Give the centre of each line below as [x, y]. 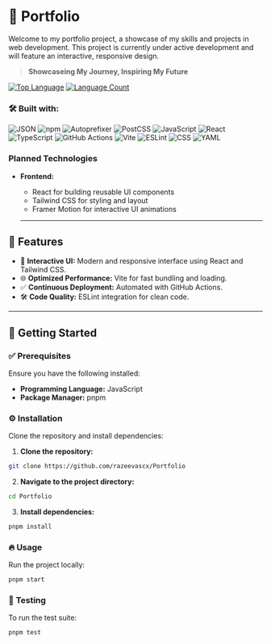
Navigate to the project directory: [77, 482]
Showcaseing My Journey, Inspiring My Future [108, 71]
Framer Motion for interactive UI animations [104, 209]
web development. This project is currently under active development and [131, 47]
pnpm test [25, 633]
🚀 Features [36, 241]
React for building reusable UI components [103, 192]
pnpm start [27, 580]
